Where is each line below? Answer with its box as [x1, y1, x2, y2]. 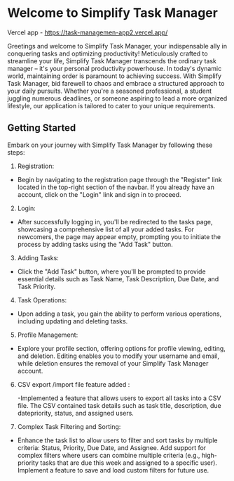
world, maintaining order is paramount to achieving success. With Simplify [7, 72, 222, 80]
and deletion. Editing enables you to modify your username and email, [17, 352, 219, 360]
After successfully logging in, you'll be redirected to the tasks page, [17, 217, 213, 226]
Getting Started [7, 122, 76, 134]
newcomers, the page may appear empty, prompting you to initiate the [17, 232, 221, 240]
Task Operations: [17, 295, 67, 304]
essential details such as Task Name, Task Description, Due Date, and [17, 274, 219, 283]
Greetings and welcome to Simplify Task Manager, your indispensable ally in [7, 41, 228, 50]
